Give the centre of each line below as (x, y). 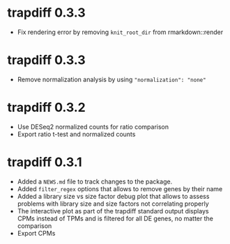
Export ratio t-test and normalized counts (76, 134)
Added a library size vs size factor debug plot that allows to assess (113, 196)
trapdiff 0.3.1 (45, 162)
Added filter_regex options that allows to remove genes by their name (120, 188)
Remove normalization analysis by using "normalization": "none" (112, 79)
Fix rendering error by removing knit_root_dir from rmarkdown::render (120, 32)
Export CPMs (36, 233)
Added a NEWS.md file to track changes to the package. (95, 181)
